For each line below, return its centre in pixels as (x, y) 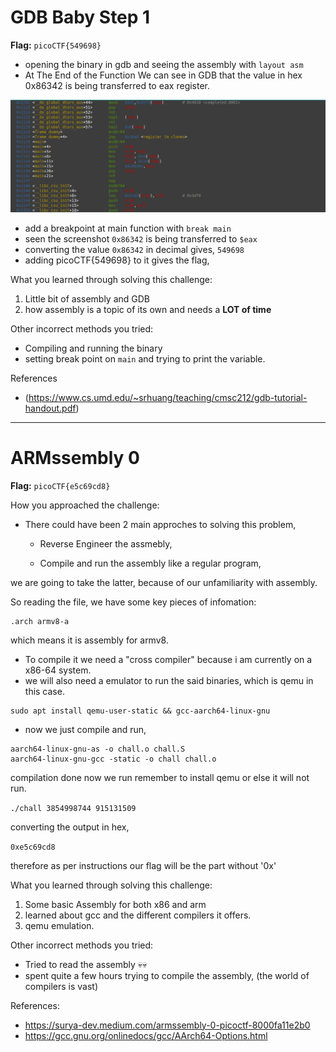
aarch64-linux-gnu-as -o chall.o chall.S (98, 749)
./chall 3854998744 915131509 (73, 808)
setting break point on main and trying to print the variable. (145, 358)
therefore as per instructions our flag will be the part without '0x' (143, 865)
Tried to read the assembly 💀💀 (86, 964)
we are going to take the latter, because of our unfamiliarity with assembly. (164, 582)
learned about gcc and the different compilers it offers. (138, 915)
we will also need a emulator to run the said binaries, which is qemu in (169, 680)
